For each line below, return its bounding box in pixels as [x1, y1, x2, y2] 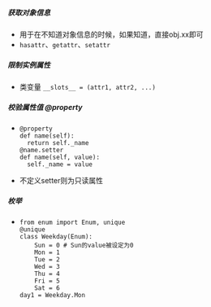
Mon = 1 [34, 248, 60, 257]
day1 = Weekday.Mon [19, 291, 86, 299]
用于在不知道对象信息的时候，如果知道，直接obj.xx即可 [19, 29, 204, 39]
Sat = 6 [34, 283, 60, 292]
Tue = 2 [34, 255, 60, 264]
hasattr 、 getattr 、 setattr [19, 39, 111, 49]
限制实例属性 [7, 59, 50, 69]
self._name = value [27, 160, 93, 169]
